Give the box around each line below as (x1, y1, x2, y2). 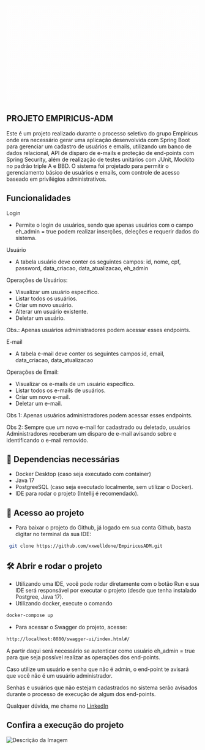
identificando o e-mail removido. (6, 436, 89, 444)
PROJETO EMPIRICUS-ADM (6, 113, 113, 124)
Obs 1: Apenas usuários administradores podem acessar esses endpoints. (6, 411, 193, 419)
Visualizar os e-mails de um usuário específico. (15, 380, 135, 387)
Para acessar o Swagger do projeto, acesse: (15, 623, 127, 631)
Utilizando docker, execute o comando (15, 599, 113, 607)
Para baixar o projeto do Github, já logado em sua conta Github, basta (15, 524, 192, 531)
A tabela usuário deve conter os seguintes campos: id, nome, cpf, (15, 258, 181, 265)
